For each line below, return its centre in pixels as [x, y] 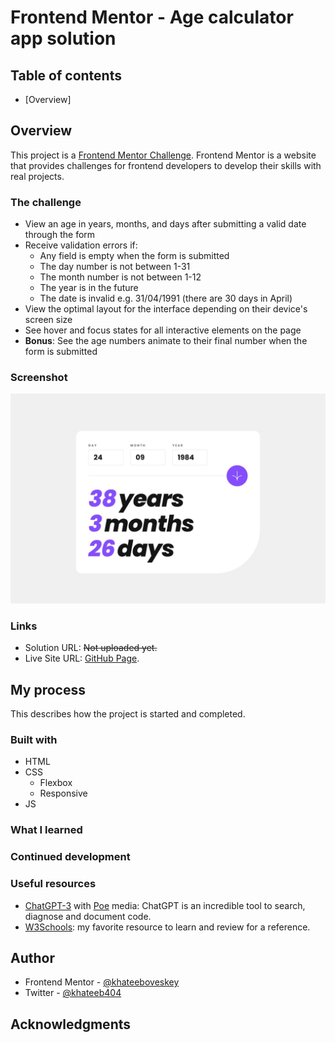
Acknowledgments [71, 1024]
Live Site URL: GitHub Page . [82, 658]
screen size [48, 320]
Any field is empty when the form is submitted [134, 256]
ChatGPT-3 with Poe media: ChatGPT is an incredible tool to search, [165, 905]
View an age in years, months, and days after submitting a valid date [165, 224]
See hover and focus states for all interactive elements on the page [163, 330]
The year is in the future [89, 288]
